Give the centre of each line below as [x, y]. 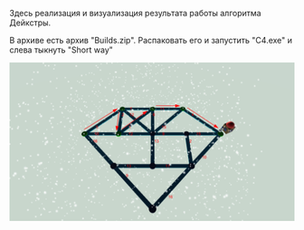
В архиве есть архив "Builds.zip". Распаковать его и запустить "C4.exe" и [151, 40]
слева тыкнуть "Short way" [61, 50]
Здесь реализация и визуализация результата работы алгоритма [135, 13]
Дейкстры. [30, 23]
